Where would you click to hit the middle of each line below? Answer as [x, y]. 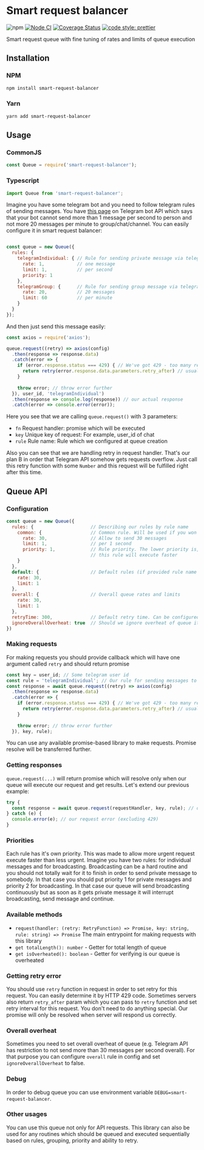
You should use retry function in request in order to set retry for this [92, 989]
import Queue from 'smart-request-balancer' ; [65, 193]
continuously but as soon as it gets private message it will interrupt [90, 893]
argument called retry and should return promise [68, 664]
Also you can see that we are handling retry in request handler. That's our [98, 453]
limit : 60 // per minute [67, 298]
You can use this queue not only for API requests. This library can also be [98, 1128]
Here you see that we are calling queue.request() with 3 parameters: [92, 417]
